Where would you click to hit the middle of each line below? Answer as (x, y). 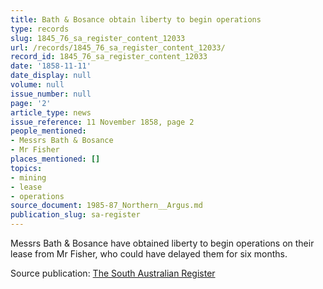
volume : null (37, 85)
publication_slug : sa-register (75, 215)
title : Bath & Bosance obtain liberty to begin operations (136, 19)
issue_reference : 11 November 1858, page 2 (102, 122)
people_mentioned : (48, 131)
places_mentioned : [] (55, 159)
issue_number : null (51, 94)
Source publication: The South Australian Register (113, 273)
